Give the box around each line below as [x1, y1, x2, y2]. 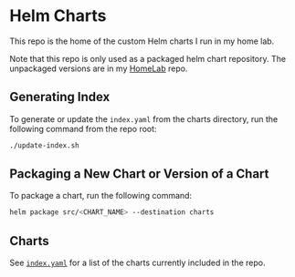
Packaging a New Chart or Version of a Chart [9, 166, 269, 182]
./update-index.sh [9, 140, 79, 150]
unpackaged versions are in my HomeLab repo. [9, 63, 188, 74]
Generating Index [9, 89, 111, 105]
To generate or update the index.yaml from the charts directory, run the [9, 113, 279, 124]
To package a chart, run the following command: [9, 190, 193, 201]
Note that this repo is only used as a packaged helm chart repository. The [9, 53, 286, 64]
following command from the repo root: [9, 123, 157, 134]
